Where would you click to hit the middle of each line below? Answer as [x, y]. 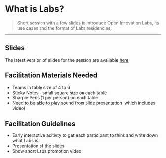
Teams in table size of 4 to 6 [41, 87]
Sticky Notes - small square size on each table [60, 93]
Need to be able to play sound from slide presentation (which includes [84, 103]
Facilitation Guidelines [40, 123]
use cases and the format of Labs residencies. [64, 28]
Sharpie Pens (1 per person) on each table [55, 97]
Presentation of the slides [38, 146]
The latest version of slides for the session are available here [67, 60]
